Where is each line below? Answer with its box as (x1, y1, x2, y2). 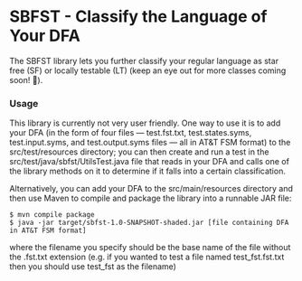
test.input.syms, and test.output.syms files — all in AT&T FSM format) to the (9, 137, 291, 148)
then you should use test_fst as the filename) (9, 261, 176, 272)
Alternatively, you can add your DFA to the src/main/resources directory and (9, 183, 294, 194)
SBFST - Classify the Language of (9, 6, 268, 27)
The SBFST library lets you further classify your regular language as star (9, 55, 278, 66)
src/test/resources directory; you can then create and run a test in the (9, 146, 269, 157)
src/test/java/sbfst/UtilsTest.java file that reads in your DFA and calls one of (9, 156, 289, 167)
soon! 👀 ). (9, 74, 43, 85)
